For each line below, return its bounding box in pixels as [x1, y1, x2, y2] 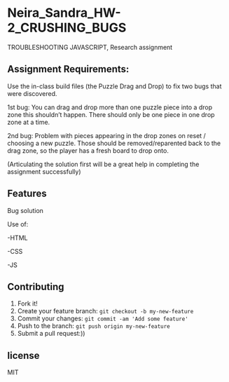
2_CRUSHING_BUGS [7, 20, 127, 36]
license [7, 349, 40, 362]
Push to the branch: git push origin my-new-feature [17, 322, 170, 330]
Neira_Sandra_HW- [7, 5, 121, 21]
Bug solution [7, 206, 44, 214]
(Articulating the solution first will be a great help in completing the [7, 160, 200, 168]
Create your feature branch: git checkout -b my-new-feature [17, 307, 194, 315]
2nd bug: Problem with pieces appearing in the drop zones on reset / [7, 131, 207, 139]
